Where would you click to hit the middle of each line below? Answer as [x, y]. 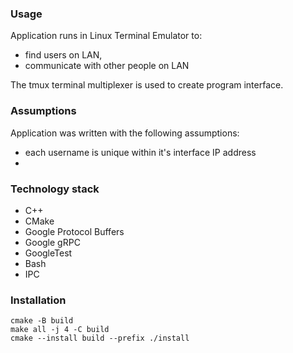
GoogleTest [48, 253]
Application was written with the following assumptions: [125, 133]
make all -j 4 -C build [60, 330]
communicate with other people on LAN [107, 66]
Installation [38, 300]
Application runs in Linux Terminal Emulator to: [106, 36]
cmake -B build [42, 321]
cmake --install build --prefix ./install [100, 338]
